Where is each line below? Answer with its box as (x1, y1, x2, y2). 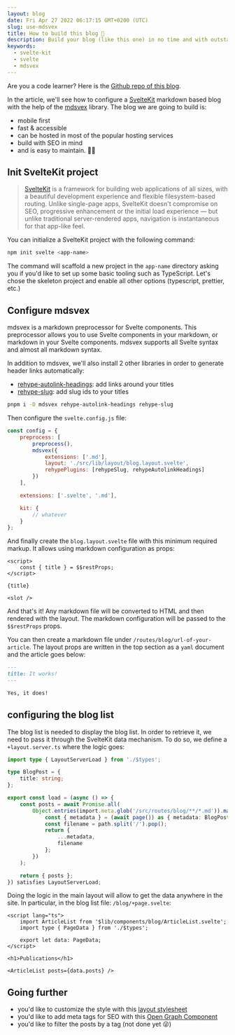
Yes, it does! (7, 690, 49, 697)
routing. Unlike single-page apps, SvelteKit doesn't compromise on (24, 200, 218, 208)
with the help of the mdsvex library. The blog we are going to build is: (7, 102, 207, 111)
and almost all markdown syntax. (7, 345, 103, 354)
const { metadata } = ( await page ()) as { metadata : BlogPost (44, 814, 230, 821)
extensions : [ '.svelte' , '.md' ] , (20, 492, 117, 499)
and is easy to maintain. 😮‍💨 (17, 146, 96, 154)
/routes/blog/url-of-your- (132, 637, 212, 644)
